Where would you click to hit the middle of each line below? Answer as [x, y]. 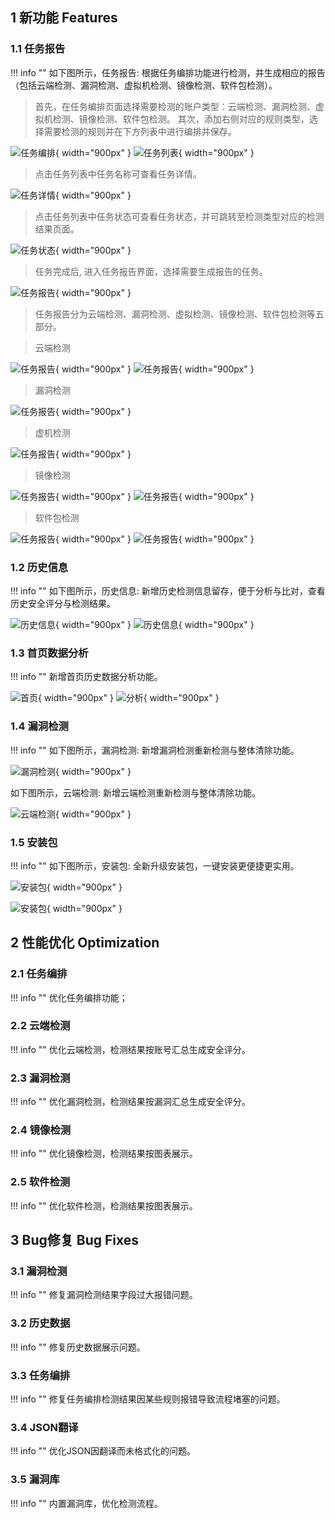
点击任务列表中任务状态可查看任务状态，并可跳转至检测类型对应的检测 [179, 216]
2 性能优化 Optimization [85, 943]
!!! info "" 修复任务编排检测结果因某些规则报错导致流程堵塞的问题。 [148, 1399]
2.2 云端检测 [40, 1026]
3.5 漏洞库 [35, 1480]
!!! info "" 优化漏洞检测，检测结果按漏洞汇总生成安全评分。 [130, 1102]
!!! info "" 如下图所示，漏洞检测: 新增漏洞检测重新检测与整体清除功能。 [155, 750]
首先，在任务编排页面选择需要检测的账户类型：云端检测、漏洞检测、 [175, 106]
